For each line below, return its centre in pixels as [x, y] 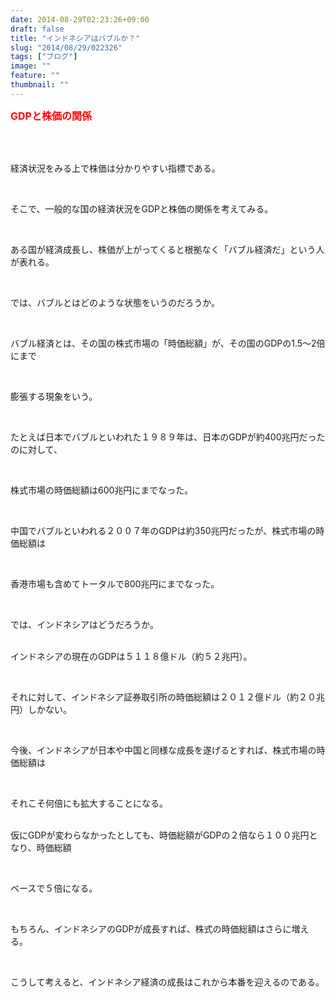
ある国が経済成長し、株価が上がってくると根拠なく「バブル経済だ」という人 [167, 249]
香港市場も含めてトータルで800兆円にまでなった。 [115, 583]
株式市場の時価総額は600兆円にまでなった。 [102, 490]
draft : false [37, 29]
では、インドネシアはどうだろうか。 [84, 624]
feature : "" [35, 76]
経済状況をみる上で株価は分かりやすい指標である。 [115, 168]
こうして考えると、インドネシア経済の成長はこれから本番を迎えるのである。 [167, 982]
